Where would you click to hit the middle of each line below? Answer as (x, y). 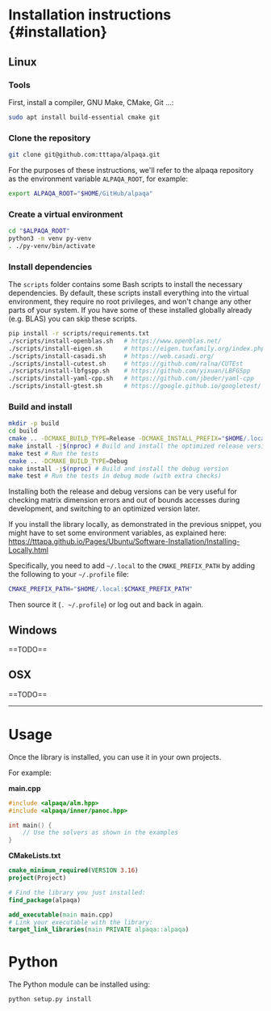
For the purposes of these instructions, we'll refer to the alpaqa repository (131, 170)
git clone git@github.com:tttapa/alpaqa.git (84, 155)
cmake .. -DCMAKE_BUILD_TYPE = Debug (68, 461)
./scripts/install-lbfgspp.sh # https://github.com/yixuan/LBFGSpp (129, 371)
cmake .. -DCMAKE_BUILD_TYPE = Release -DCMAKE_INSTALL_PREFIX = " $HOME (126, 439)
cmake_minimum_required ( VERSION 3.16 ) (73, 870)
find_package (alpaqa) (45, 900)
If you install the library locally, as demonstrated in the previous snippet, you (135, 524)
